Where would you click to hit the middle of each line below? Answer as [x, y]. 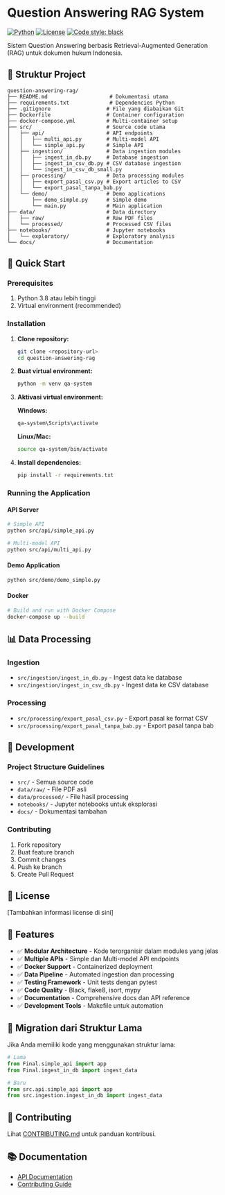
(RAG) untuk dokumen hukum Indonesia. [65, 53]
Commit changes [42, 859]
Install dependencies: [49, 463]
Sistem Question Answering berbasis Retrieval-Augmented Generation [108, 45]
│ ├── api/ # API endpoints [80, 133]
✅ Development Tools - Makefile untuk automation [90, 1006]
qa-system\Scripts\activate [57, 423]
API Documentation [45, 1176]
